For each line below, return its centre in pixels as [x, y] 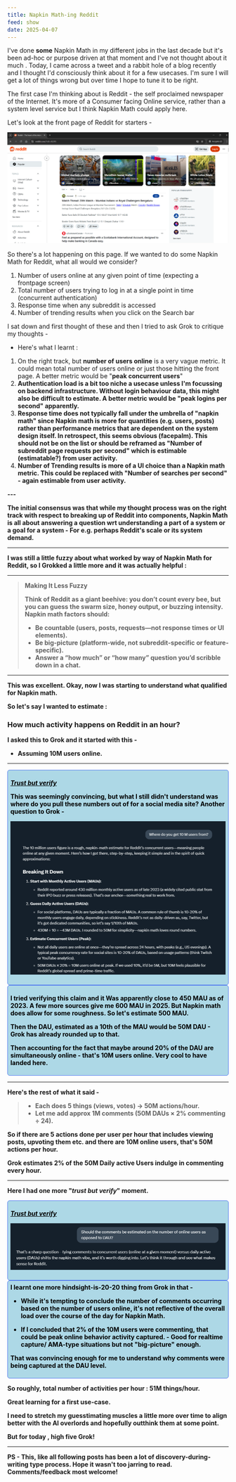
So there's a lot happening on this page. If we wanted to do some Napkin [113, 254]
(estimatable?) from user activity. [67, 458]
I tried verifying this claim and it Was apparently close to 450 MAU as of [117, 998]
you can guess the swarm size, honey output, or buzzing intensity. [124, 606]
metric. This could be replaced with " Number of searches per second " [122, 473]
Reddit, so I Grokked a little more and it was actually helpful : [97, 565]
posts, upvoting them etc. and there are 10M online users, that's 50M [110, 1142]
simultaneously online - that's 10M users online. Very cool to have [109, 1055]
